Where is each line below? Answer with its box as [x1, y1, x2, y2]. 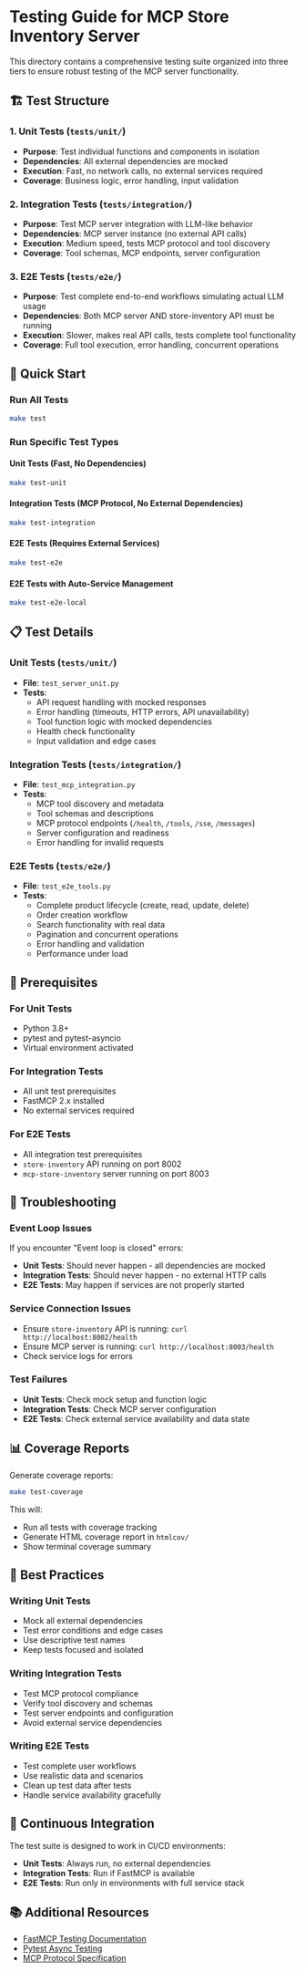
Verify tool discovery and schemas [22, 1697, 153, 1708]
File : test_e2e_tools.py [22, 880, 111, 891]
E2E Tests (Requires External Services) [9, 538, 160, 549]
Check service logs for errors [22, 1350, 134, 1361]
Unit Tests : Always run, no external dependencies [22, 1858, 211, 1869]
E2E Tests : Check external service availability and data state [22, 1413, 250, 1424]
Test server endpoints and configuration [22, 1707, 174, 1718]
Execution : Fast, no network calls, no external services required [22, 165, 263, 176]
